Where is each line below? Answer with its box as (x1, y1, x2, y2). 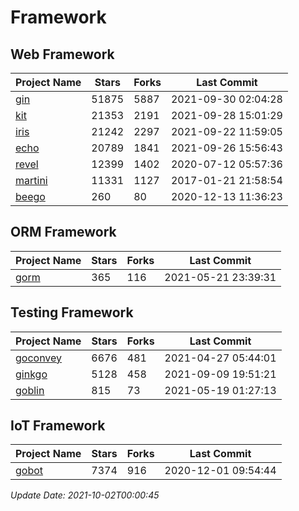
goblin (15, 383, 45, 397)
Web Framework (10, 46, 115, 63)
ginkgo (15, 367, 48, 381)
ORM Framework (10, 224, 117, 241)
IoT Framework (10, 417, 106, 435)
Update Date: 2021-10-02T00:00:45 (10, 489, 160, 501)
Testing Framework (10, 304, 134, 321)
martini (15, 174, 48, 187)
